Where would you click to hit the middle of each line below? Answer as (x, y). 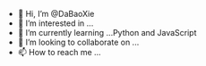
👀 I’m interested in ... (56, 23)
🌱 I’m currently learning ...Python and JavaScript (107, 33)
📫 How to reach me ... (59, 52)
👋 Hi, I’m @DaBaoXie (56, 14)
